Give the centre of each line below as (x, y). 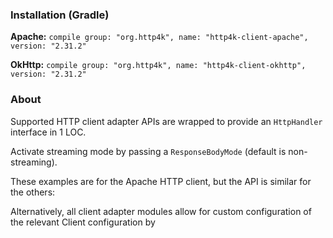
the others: (33, 192)
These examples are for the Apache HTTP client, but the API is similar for (161, 181)
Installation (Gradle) (60, 15)
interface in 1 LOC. (48, 132)
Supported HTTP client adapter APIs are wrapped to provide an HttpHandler (166, 121)
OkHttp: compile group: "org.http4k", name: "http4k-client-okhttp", (158, 65)
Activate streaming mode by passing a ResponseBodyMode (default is (148, 151)
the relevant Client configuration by (83, 222)
